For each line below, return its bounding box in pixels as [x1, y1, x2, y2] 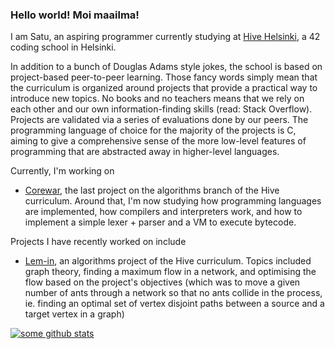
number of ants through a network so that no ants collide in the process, [24, 287, 323, 299]
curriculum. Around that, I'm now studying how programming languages [24, 195, 322, 207]
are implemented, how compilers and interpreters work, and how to [24, 206, 303, 218]
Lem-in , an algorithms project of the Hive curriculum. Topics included [24, 255, 312, 267]
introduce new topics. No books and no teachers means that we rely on [10, 93, 305, 105]
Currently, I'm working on [10, 165, 115, 177]
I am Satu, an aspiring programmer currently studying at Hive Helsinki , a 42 [10, 31, 321, 43]
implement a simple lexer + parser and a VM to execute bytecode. [24, 216, 297, 228]
